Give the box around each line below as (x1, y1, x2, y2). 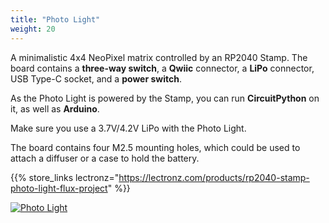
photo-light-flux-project (10, 182, 108, 194)
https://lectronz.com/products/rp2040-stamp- (118, 171, 310, 183)
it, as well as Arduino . (10, 102, 100, 115)
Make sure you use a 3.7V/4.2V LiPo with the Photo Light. (10, 122, 247, 134)
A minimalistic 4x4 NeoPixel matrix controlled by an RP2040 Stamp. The (10, 51, 308, 63)
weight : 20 (10, 24, 56, 34)
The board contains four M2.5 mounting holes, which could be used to (10, 141, 301, 153)
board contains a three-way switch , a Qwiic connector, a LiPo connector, (10, 62, 315, 74)
